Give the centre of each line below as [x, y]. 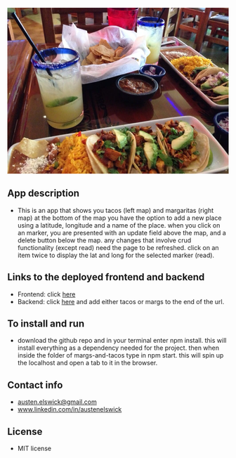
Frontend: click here [46, 294]
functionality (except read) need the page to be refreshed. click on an [118, 247]
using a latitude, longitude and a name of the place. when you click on [119, 225]
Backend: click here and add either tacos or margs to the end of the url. [121, 301]
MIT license [34, 449]
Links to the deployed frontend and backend [106, 277]
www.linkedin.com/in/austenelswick [70, 410]
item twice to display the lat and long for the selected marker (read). [116, 255]
